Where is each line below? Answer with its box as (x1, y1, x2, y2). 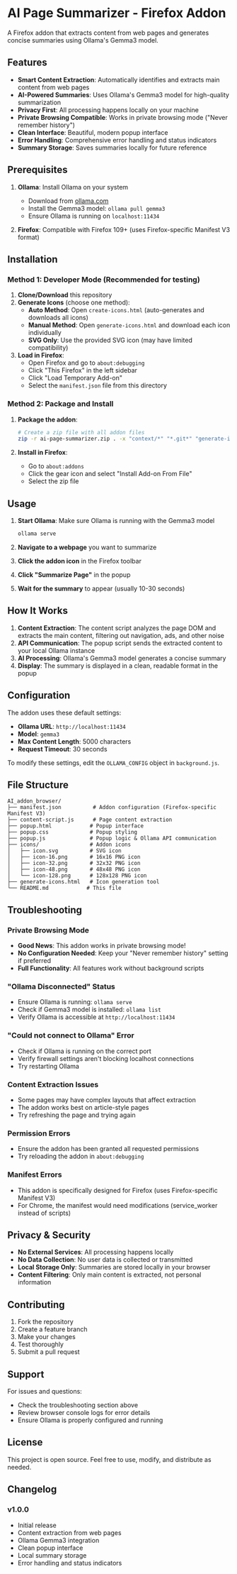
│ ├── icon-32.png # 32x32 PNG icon (7, 860, 141, 867)
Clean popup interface (17, 1543, 83, 1552)
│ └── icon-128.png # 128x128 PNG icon (7, 872, 147, 879)
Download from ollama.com (28, 197, 109, 205)
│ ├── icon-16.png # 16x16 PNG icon (7, 854, 141, 861)
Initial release (17, 1521, 57, 1529)
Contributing (7, 1299, 65, 1311)
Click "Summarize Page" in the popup (17, 570, 131, 579)
